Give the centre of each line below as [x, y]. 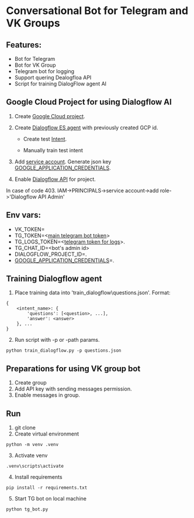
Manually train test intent [53, 150]
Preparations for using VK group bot [73, 368]
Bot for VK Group [35, 65]
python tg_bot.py [27, 510]
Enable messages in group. [47, 395]
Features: [24, 45]
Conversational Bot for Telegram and [97, 11]
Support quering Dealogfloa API [53, 78]
